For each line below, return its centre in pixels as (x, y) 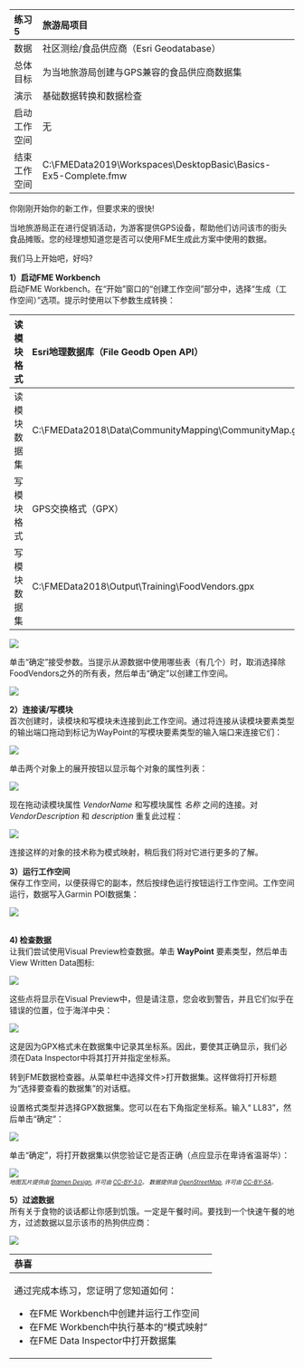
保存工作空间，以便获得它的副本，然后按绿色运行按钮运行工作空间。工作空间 (152, 883)
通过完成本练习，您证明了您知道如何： (96, 1291)
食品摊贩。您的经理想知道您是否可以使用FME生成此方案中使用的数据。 (141, 239)
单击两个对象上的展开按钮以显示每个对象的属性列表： (109, 768)
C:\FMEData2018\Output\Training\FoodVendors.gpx (143, 586)
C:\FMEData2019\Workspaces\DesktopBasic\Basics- (157, 164)
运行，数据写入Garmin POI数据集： (75, 894)
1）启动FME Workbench (55, 277)
